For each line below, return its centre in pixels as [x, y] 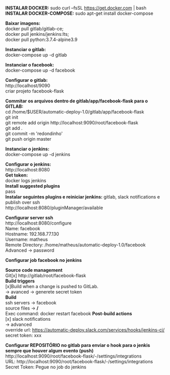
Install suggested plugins [33, 186]
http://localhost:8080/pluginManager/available [54, 208]
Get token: [17, 175]
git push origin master [28, 139]
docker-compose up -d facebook [40, 70]
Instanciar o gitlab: [26, 49]
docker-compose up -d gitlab [36, 55]
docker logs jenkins [26, 181]
